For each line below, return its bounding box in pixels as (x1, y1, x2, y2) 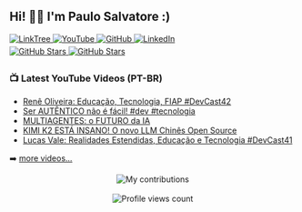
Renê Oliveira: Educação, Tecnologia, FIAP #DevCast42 (22, 96, 232, 107)
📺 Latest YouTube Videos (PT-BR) (9, 72, 163, 85)
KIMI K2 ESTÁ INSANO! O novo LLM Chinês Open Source (22, 125, 237, 136)
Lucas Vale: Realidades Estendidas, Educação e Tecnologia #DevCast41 (22, 135, 293, 146)
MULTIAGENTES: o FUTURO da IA (22, 116, 151, 126)
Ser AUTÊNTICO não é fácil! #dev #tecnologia (22, 106, 196, 116)
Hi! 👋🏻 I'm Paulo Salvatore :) (9, 9, 171, 25)
